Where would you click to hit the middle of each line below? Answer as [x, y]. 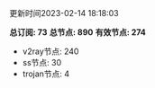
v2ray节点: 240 [50, 51]
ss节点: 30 [42, 62]
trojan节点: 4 [46, 74]
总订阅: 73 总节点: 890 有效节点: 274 [78, 32]
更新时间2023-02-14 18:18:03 [64, 13]
